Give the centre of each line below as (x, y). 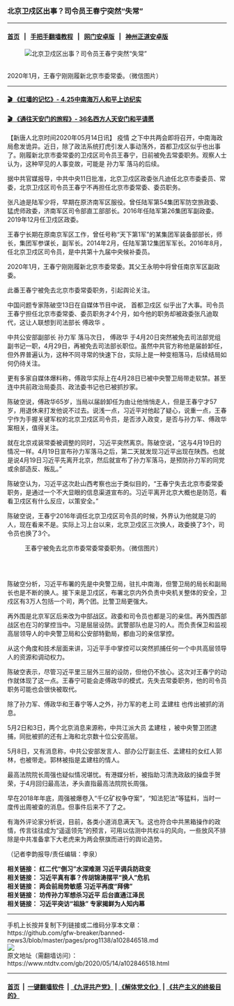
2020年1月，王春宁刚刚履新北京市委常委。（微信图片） (85, 75)
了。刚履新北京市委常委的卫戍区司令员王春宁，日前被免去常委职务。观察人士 (117, 155)
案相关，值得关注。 (35, 428)
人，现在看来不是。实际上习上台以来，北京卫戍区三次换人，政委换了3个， (113, 525)
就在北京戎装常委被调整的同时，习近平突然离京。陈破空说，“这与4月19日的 (114, 443)
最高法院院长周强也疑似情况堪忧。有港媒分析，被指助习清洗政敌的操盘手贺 (114, 775)
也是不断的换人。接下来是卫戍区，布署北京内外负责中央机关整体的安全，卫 (120, 593)
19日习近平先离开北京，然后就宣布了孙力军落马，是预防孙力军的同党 (127, 460)
